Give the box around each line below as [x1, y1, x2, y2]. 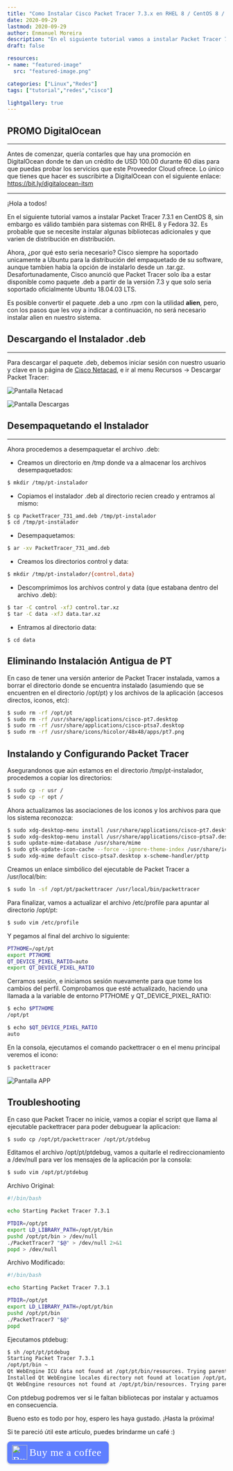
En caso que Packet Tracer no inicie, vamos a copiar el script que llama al [7, 1115, 218, 1124]
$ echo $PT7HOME [7, 1005, 54, 1013]
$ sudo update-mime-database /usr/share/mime [7, 840, 141, 847]
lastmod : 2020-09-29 [7, 23, 67, 30]
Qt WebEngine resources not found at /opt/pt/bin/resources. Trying [7, 1381, 209, 1388]
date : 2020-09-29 [7, 17, 58, 24]
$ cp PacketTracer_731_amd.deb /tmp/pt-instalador [7, 513, 157, 519]
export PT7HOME [7, 952, 51, 958]
